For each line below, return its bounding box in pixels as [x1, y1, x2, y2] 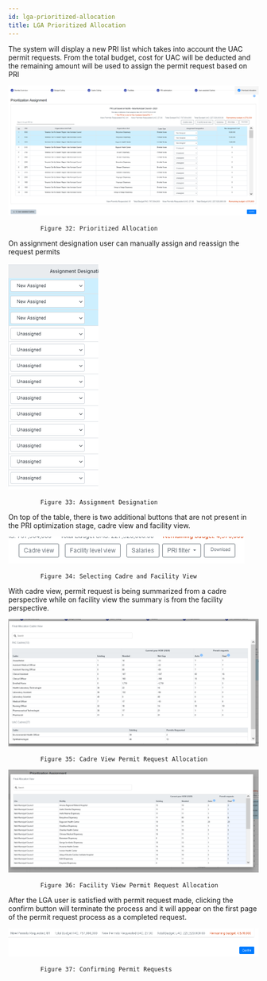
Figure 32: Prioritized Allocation [40, 224, 158, 232]
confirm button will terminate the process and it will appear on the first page [8, 904, 257, 913]
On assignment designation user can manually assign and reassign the [8, 238, 240, 248]
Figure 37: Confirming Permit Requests [40, 965, 172, 973]
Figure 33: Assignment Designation [40, 498, 158, 506]
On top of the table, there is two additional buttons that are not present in [8, 512, 247, 522]
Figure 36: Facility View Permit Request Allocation [40, 882, 219, 890]
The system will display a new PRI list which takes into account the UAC [8, 44, 243, 53]
